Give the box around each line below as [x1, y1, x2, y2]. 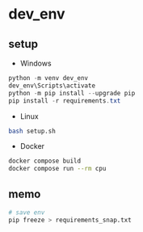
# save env [8, 208, 45, 217]
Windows [19, 58, 52, 68]
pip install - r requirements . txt [8, 96, 121, 105]
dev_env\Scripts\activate [8, 82, 95, 90]
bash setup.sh [8, 127, 57, 135]
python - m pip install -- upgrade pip [8, 89, 136, 97]
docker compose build [8, 157, 82, 166]
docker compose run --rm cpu [8, 165, 107, 173]
